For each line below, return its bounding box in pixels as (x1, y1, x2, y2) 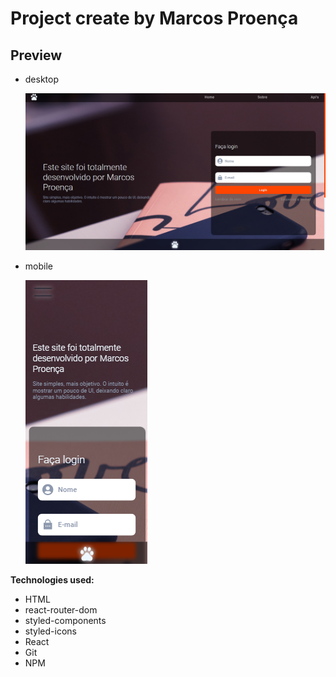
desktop (24, 73, 60, 85)
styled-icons (24, 625, 77, 637)
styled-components (24, 614, 107, 626)
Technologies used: (10, 573, 95, 586)
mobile (24, 260, 53, 272)
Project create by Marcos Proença (10, 7, 299, 30)
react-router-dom (24, 603, 98, 616)
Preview (10, 47, 63, 64)
